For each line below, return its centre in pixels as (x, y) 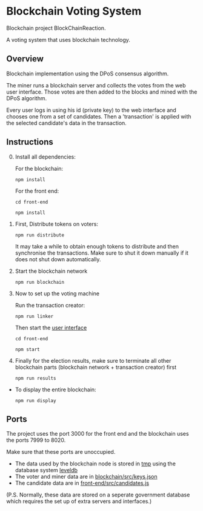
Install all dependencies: (45, 157)
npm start (28, 349)
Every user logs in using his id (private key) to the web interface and (92, 110)
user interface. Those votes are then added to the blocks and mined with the (102, 92)
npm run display (35, 400)
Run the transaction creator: (50, 305)
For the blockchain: (39, 168)
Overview (25, 59)
